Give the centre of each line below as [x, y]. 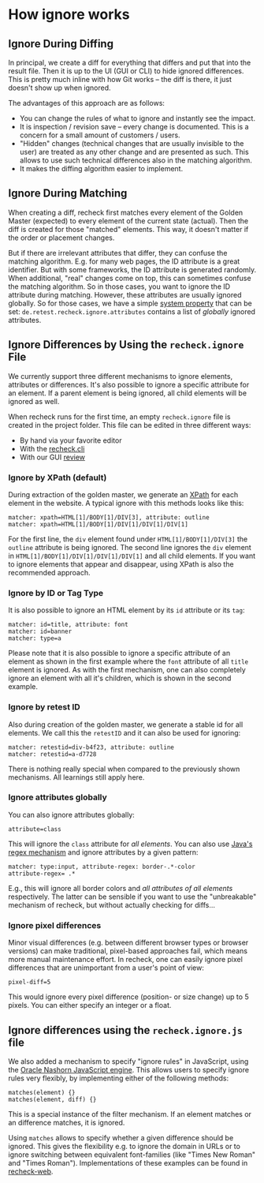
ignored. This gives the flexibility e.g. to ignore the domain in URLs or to [124, 1146]
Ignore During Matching [68, 194]
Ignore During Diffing [61, 44]
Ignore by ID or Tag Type [56, 593]
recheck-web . [31, 1171]
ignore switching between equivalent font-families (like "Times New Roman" [132, 1155]
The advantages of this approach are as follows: [87, 103]
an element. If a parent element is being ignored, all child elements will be [127, 393]
